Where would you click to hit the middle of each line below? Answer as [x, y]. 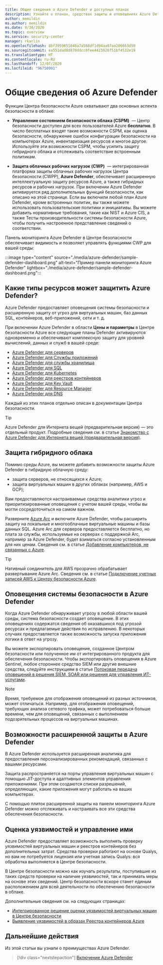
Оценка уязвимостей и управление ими [69, 829]
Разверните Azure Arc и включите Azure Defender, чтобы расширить [76, 518]
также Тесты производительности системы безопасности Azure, [79, 218]
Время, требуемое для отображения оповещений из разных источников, [81, 698]
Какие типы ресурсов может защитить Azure [78, 288]
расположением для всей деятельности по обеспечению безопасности [80, 887]
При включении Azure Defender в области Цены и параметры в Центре [80, 327]
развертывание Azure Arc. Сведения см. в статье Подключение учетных [81, 574]
